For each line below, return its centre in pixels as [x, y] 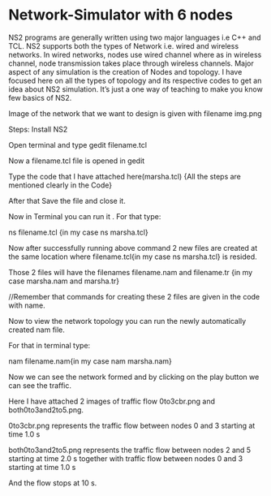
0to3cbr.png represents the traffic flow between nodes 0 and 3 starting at [132, 425]
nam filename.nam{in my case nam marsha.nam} [90, 361]
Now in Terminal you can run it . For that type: [85, 216]
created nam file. [37, 330]
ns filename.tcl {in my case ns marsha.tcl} [78, 232]
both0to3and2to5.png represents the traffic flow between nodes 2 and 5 [130, 450]
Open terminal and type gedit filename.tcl [78, 144]
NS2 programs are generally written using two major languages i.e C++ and [135, 37]
